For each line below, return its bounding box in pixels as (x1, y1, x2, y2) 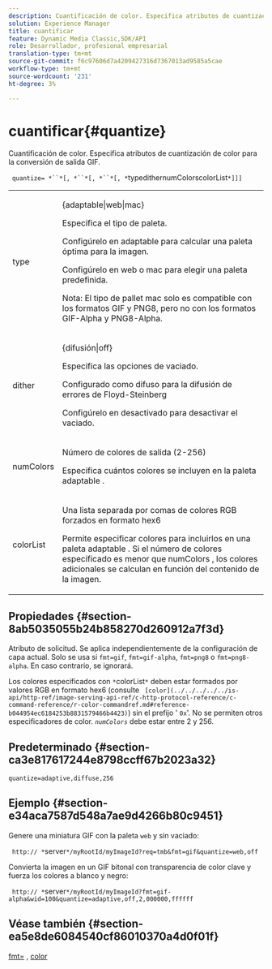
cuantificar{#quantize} (8, 122, 167, 140)
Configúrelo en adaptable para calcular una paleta (62, 236, 253, 248)
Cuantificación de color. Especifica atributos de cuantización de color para (8, 149, 257, 158)
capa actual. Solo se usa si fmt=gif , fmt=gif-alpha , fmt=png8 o (8, 652, 216, 662)
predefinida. (62, 274, 108, 286)
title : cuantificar (8, 27, 74, 35)
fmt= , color (8, 951, 48, 961)
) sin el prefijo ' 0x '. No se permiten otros (128, 708, 263, 718)
